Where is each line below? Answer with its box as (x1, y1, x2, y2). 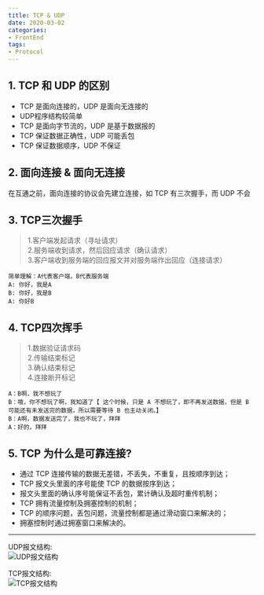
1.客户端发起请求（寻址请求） (27, 236, 123, 245)
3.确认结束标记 (27, 363, 76, 373)
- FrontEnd (8, 33, 44, 42)
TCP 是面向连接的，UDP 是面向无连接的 (19, 101, 148, 111)
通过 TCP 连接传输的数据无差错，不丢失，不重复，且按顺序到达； (19, 469, 230, 479)
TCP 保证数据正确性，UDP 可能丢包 (19, 130, 135, 140)
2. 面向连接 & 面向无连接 (8, 166, 126, 179)
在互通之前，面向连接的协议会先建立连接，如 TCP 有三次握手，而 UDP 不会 (8, 188, 251, 197)
